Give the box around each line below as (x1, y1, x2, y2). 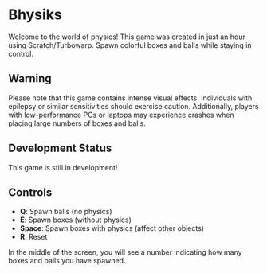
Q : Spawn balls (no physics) (19, 207, 113, 216)
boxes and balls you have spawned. (8, 256, 126, 266)
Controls (8, 185, 53, 199)
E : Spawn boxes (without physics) (19, 215, 132, 224)
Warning (8, 72, 52, 85)
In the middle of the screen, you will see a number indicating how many (8, 248, 242, 257)
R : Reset (19, 232, 48, 242)
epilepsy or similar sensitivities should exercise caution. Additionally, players (8, 101, 259, 111)
